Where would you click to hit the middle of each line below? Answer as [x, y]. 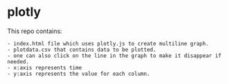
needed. [18, 62]
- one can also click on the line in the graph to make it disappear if [114, 56]
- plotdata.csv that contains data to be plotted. [82, 50]
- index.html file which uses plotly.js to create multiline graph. [108, 43]
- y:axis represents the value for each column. [79, 74]
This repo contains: [35, 31]
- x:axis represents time [44, 67]
